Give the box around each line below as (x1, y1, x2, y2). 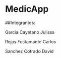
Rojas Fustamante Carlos (5, 38, 56, 45)
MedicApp (5, 3, 49, 15)
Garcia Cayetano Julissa (5, 29, 55, 35)
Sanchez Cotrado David (5, 48, 54, 54)
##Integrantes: (5, 20, 36, 26)
